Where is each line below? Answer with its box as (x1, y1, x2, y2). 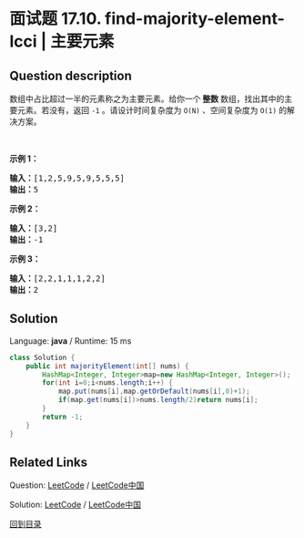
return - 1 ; (42, 412, 84, 421)
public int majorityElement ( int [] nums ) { (25, 361, 189, 370)
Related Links (9, 454, 88, 470)
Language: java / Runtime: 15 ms (9, 335, 132, 347)
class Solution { (9, 353, 76, 362)
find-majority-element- (104, 8, 285, 29)
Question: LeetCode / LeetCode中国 (9, 480, 145, 491)
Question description (9, 67, 132, 83)
